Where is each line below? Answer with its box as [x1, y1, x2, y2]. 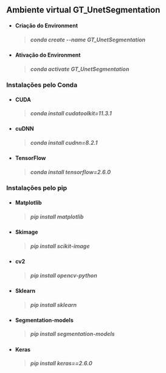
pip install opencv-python [30, 272, 97, 279]
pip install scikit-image [30, 242, 90, 250]
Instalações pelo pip [6, 184, 67, 192]
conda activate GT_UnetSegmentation [30, 65, 130, 73]
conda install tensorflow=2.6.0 [30, 168, 111, 176]
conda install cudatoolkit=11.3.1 [30, 110, 112, 117]
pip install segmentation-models [30, 330, 115, 338]
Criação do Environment [15, 21, 78, 29]
